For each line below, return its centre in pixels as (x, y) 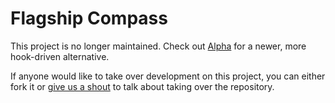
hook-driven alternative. (60, 56)
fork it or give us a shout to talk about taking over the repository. (142, 86)
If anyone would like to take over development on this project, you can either (168, 76)
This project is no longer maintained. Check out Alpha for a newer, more (158, 46)
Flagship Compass (89, 18)
